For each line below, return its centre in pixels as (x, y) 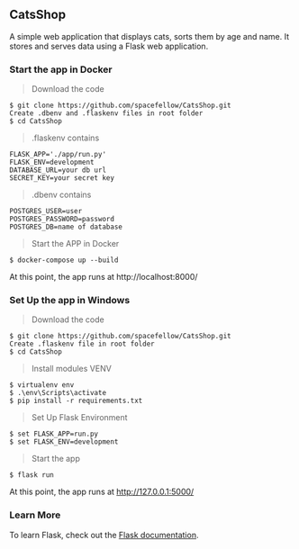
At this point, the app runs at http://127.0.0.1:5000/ (102, 492)
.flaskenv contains (65, 138)
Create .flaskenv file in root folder (82, 344)
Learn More (35, 515)
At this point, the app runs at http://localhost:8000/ (104, 277)
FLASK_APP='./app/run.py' (58, 155)
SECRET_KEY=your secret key (62, 178)
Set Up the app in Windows (70, 301)
